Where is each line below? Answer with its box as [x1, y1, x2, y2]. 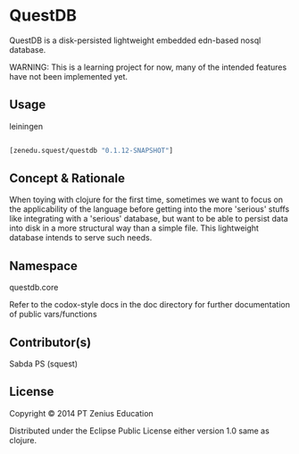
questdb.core [9, 282, 59, 293]
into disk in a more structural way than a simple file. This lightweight [9, 223, 259, 233]
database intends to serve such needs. [9, 232, 153, 243]
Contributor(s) [9, 334, 92, 349]
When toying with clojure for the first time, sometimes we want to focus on [9, 194, 284, 206]
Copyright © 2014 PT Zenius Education [9, 408, 154, 418]
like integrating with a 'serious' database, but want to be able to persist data [9, 214, 288, 224]
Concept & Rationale [9, 171, 125, 186]
